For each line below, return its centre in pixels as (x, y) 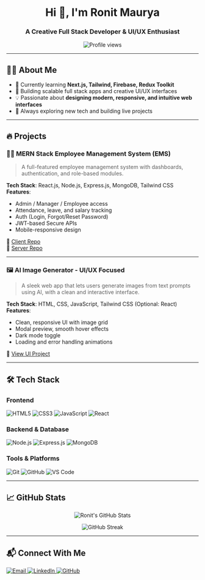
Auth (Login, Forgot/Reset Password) (62, 216)
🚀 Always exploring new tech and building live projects (84, 111)
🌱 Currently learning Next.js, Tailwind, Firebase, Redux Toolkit (95, 85)
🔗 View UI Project (28, 354)
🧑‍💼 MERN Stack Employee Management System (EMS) (88, 154)
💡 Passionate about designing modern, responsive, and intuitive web (103, 98)
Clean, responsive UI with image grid (62, 322)
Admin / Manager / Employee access (61, 203)
